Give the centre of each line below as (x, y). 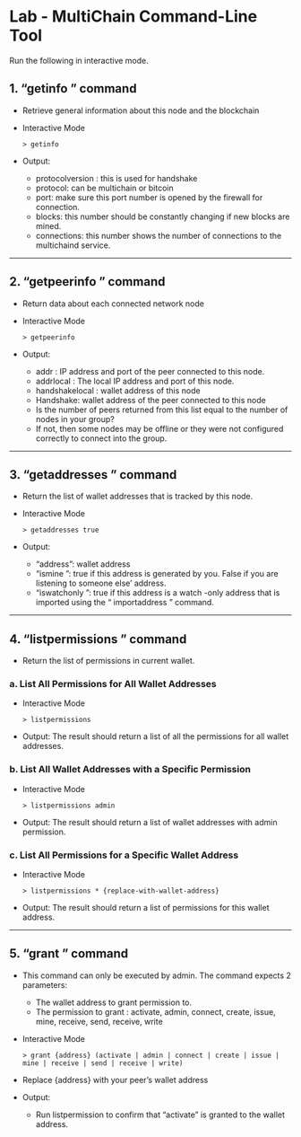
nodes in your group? (75, 419)
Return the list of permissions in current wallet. (108, 661)
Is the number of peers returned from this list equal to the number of (162, 410)
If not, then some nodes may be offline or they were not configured (159, 428)
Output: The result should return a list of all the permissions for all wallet (155, 736)
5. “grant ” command (69, 954)
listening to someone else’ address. (101, 583)
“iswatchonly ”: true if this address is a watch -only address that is (158, 593)
